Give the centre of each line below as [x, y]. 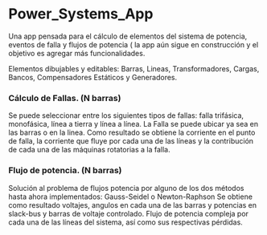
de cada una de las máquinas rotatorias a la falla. [89, 150]
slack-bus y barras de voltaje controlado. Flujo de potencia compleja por [129, 213]
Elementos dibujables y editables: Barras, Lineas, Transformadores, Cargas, [134, 68]
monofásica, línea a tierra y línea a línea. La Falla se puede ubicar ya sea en [133, 124]
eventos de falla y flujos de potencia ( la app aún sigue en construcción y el [133, 44]
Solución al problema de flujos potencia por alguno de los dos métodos [126, 188]
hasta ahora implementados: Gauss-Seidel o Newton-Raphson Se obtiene [131, 197]
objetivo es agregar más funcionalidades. [77, 53]
